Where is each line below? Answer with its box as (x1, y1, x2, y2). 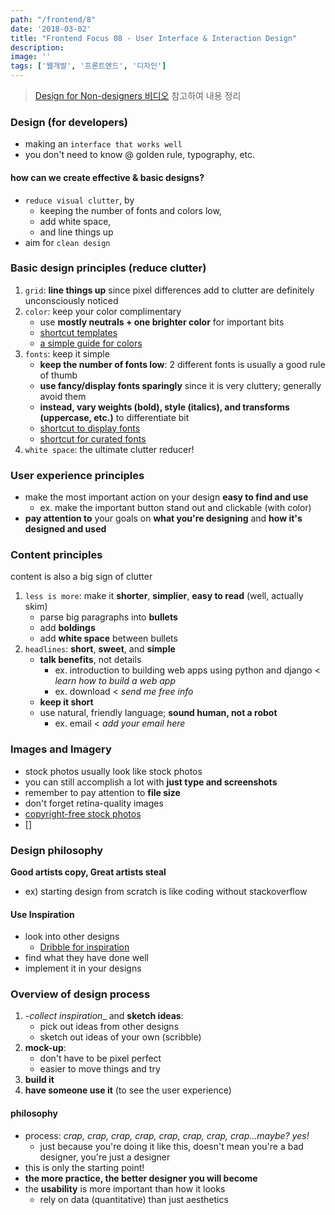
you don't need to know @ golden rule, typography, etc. (24, 149, 256, 161)
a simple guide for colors (39, 337, 143, 349)
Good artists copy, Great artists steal (10, 866, 167, 878)
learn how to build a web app (54, 675, 176, 687)
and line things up (39, 226, 114, 238)
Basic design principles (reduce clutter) (10, 261, 207, 275)
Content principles (10, 548, 103, 562)
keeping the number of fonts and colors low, (39, 204, 222, 216)
